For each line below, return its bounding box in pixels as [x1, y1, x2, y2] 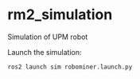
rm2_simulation [7, 6, 113, 24]
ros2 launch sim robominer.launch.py [7, 62, 133, 71]
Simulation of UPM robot [7, 32, 88, 41]
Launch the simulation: [7, 47, 82, 57]
